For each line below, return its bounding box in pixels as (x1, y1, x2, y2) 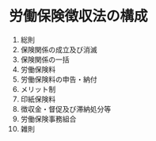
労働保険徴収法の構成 (9, 7, 149, 25)
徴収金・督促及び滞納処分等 (20, 104, 112, 113)
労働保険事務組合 (20, 114, 77, 124)
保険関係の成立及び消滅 (20, 44, 97, 54)
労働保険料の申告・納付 (20, 74, 97, 84)
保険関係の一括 (20, 55, 70, 64)
